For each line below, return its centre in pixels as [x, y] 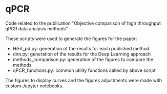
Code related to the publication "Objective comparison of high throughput [83, 23]
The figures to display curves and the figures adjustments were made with [84, 80]
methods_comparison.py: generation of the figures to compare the [83, 59]
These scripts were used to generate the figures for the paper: [71, 39]
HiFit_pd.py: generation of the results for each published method [81, 48]
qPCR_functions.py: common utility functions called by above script [84, 70]
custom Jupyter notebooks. [34, 86]
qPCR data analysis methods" [37, 28]
